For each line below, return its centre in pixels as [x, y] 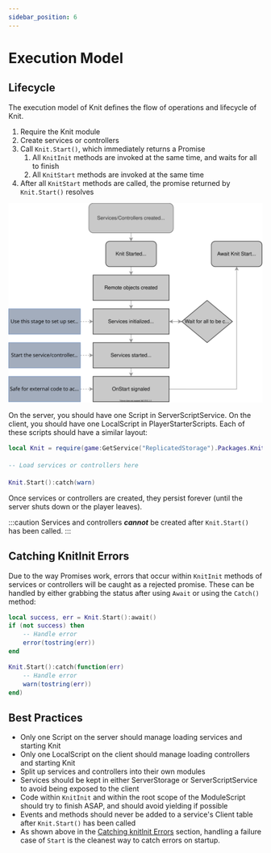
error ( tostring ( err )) [59, 643]
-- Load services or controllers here [73, 466]
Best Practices [46, 718]
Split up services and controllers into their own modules [113, 771]
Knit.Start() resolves [57, 192]
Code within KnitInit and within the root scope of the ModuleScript [133, 797]
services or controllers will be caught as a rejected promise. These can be [131, 584]
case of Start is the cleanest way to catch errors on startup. [120, 840]
